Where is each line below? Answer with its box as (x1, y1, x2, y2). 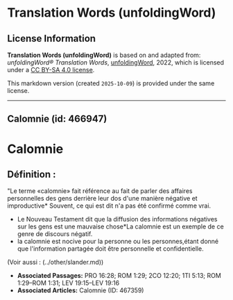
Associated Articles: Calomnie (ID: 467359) (17, 286, 144, 294)
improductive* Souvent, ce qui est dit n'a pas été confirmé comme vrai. (7, 201, 212, 210)
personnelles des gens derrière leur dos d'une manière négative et (7, 194, 198, 203)
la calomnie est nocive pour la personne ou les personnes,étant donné (17, 237, 219, 246)
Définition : (7, 168, 56, 180)
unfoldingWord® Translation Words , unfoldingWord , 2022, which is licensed (7, 58, 224, 67)
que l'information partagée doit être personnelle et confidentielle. (17, 244, 204, 253)
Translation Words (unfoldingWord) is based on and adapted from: (7, 51, 201, 59)
